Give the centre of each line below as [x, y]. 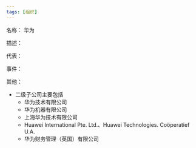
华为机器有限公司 [46, 109]
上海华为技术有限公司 [51, 117]
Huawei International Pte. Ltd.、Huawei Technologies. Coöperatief [107, 124]
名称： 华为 [20, 30]
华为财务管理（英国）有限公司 [61, 139]
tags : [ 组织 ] [22, 12]
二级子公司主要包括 [39, 94]
